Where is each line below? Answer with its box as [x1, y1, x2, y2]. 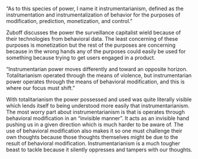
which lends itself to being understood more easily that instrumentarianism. [6, 102, 190, 109]
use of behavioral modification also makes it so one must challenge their [6, 127, 183, 134]
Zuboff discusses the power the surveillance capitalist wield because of [6, 29, 181, 36]
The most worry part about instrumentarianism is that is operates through [6, 109, 185, 115]
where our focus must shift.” [6, 85, 75, 91]
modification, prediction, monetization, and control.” [6, 18, 133, 24]
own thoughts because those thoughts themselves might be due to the [6, 134, 178, 141]
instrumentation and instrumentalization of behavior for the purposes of [6, 11, 181, 18]
